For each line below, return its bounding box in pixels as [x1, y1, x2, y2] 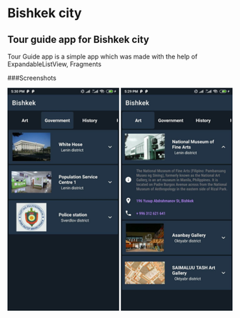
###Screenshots [7, 73, 57, 82]
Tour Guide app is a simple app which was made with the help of [7, 52, 198, 61]
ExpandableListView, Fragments [7, 60, 102, 68]
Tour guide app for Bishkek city [7, 34, 150, 46]
